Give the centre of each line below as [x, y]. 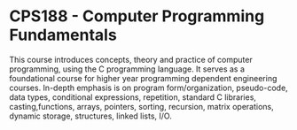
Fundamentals [63, 35]
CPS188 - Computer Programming [137, 16]
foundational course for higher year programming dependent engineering [143, 78]
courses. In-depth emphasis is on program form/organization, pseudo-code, [148, 88]
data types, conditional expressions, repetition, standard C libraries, [133, 97]
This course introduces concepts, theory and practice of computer [131, 59]
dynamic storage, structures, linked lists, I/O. [91, 116]
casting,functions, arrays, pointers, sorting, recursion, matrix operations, [141, 106]
